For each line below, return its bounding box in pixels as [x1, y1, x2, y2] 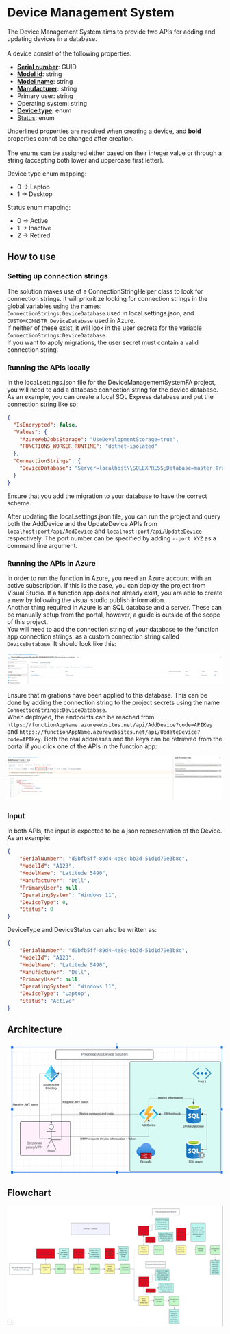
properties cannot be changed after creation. [7, 134, 134, 142]
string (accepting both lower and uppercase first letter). [7, 156, 164, 164]
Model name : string [16, 77, 73, 85]
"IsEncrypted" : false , [13, 421, 78, 428]
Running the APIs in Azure [7, 558, 96, 568]
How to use [7, 251, 56, 263]
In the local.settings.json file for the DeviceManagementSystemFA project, [7, 378, 216, 386]
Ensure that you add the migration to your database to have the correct [7, 492, 207, 500]
